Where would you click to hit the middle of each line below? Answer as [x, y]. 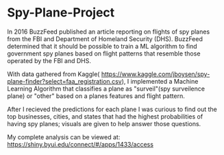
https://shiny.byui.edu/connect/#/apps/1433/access [80, 144]
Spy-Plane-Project [61, 13]
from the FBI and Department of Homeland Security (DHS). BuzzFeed [105, 38]
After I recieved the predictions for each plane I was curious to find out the [112, 109]
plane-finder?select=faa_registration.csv [64, 81]
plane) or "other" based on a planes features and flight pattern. [96, 96]
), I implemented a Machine [160, 81]
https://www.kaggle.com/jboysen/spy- [155, 74]
